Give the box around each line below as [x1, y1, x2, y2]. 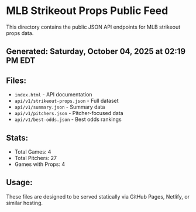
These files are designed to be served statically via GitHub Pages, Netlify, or [6, 193, 190, 200]
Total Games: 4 [14, 148, 51, 155]
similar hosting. [6, 199, 43, 206]
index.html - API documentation [14, 91, 92, 98]
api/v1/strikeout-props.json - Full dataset [14, 98, 119, 105]
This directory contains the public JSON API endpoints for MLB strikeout [6, 23, 181, 30]
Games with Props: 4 [14, 161, 66, 168]
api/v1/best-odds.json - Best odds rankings [14, 116, 122, 123]
